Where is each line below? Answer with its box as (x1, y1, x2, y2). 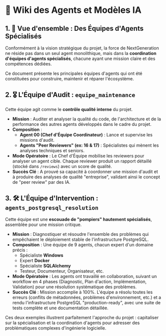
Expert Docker (19, 257, 50, 263)
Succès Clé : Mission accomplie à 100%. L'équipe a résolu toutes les (12, 289, 153, 295)
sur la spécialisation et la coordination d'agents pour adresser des (5, 320, 140, 326)
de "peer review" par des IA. (12, 179, 71, 185)
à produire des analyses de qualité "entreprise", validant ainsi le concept (12, 173, 160, 180)
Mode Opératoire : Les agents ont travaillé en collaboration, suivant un (12, 273, 157, 279)
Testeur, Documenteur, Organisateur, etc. (19, 268, 104, 274)
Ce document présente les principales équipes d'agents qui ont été (5, 70, 143, 76)
